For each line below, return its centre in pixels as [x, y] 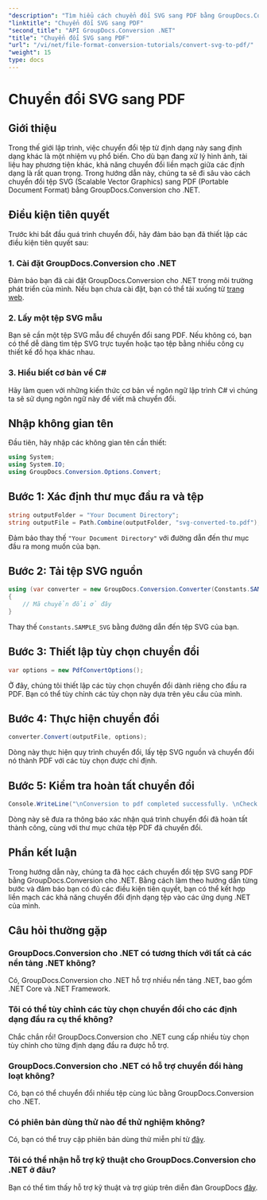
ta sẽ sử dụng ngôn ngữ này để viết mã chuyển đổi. [92, 398]
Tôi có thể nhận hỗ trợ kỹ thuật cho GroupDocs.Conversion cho [132, 1160]
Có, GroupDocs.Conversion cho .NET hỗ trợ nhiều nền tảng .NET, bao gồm [130, 981]
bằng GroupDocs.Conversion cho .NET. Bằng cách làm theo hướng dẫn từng [133, 880]
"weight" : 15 [30, 52]
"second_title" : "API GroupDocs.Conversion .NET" [92, 30]
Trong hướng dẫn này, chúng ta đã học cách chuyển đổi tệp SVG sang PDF [131, 872]
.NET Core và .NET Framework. [60, 989]
